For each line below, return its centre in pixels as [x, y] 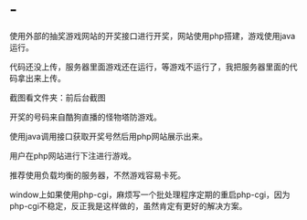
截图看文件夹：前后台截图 [58, 97]
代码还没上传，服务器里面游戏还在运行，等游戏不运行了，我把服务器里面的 [149, 67]
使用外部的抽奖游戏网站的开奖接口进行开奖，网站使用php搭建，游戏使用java [153, 36]
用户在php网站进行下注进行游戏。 [73, 155]
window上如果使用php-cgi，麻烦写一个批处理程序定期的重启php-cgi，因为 [150, 194]
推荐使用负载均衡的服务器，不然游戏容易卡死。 [97, 175]
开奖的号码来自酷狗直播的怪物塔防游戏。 [85, 117]
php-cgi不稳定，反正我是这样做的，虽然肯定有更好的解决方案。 [128, 205]
